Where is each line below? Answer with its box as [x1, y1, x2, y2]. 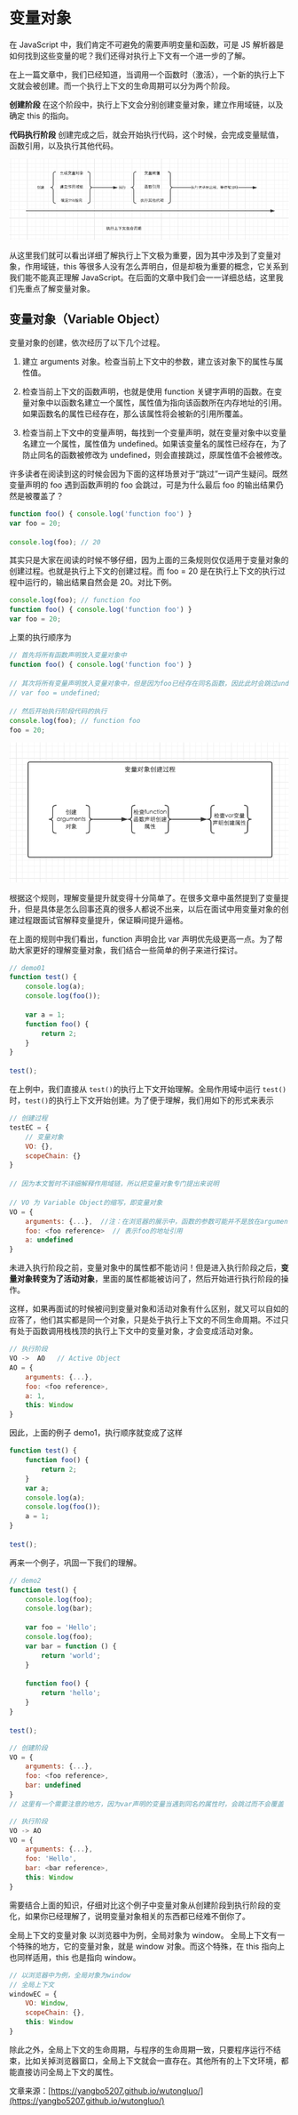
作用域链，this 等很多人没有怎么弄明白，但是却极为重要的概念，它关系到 [24, 261, 289, 272]
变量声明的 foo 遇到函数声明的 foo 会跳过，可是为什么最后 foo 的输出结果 [9, 479, 277, 490]
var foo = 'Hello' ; [25, 1623, 98, 1632]
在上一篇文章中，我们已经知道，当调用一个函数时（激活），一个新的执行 [9, 68, 270, 80]
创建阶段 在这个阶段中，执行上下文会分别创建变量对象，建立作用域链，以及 [9, 99, 284, 109]
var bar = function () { [25, 1642, 117, 1651]
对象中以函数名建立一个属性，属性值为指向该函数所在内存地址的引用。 [29, 397, 286, 407]
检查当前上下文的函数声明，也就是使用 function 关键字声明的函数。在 [21, 386, 275, 397]
